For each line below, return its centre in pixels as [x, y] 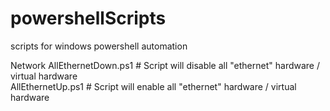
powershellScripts [88, 18]
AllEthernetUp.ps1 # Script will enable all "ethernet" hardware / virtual [153, 86]
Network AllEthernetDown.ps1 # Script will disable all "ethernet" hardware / [165, 65]
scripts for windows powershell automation [99, 46]
